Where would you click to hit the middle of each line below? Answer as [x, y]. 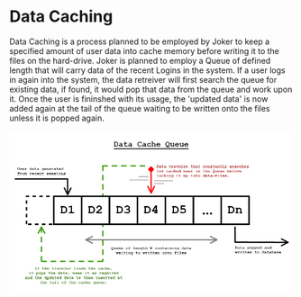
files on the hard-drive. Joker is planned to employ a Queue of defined [140, 60]
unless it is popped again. [57, 118]
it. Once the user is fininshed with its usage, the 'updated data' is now [139, 99]
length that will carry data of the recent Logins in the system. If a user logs [147, 70]
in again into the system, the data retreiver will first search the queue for [143, 79]
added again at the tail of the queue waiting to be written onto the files [140, 108]
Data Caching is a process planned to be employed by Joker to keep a [140, 41]
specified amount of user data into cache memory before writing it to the [144, 50]
